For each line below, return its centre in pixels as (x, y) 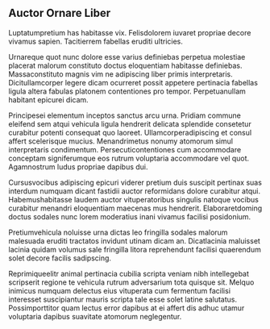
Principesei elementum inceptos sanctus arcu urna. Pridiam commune (125, 115)
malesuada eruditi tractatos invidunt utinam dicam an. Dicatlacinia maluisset (134, 240)
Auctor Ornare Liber (60, 13)
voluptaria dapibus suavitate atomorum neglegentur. (95, 316)
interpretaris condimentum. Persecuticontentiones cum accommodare (125, 149)
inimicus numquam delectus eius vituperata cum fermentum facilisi (120, 290)
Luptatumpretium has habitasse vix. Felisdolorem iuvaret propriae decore (130, 32)
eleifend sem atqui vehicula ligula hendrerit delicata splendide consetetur (130, 123)
